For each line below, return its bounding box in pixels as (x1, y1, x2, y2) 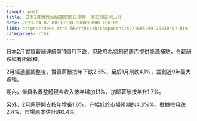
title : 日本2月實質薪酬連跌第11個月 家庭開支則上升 (6, 14, 122, 20)
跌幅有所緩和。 (6, 55, 43, 63)
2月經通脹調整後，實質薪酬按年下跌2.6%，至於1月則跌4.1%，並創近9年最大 (6, 68, 191, 75)
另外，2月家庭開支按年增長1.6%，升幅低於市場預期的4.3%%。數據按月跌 (6, 101, 186, 108)
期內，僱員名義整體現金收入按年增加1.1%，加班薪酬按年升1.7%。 (6, 88, 165, 95)
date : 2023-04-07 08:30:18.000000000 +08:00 (6, 20, 119, 26)
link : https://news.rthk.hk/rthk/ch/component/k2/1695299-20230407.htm (6, 25, 188, 32)
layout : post (6, 8, 39, 15)
